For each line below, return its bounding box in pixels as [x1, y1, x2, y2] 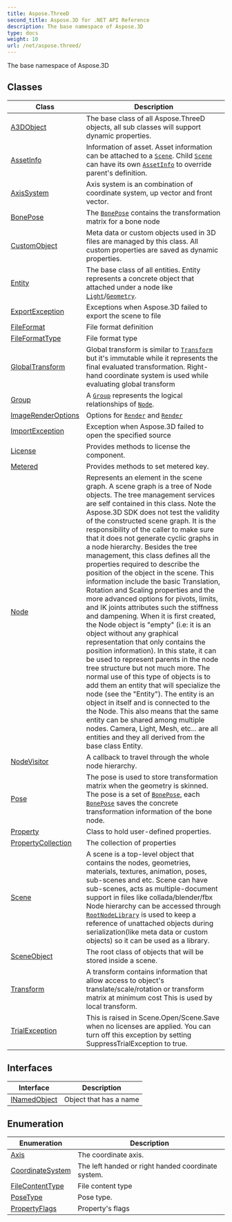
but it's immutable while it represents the [86, 353, 218, 363]
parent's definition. [86, 168, 148, 177]
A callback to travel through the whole [86, 752, 209, 762]
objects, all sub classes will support [86, 122, 202, 132]
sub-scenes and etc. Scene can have [86, 875, 209, 885]
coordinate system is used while [104, 370, 209, 380]
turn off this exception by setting [86, 1030, 192, 1039]
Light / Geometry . [86, 291, 137, 300]
